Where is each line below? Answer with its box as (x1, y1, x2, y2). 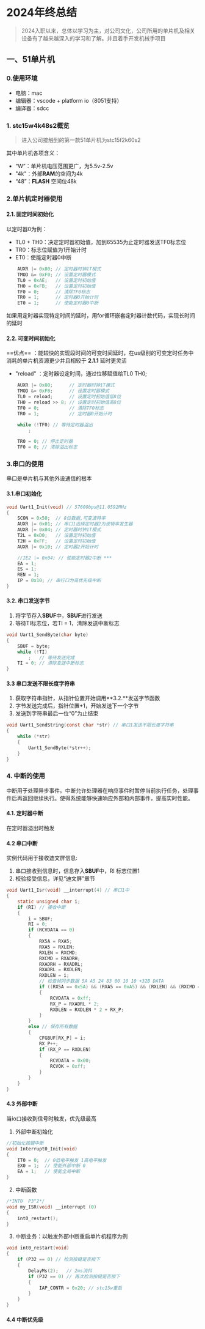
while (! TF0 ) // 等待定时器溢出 (17, 421, 93, 428)
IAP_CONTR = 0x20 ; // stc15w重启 (38, 1285, 123, 1291)
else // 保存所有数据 (28, 1024, 77, 1030)
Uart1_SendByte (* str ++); (28, 744, 92, 751)
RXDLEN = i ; (38, 972, 70, 979)
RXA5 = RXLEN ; (38, 944, 75, 950)
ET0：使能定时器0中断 (15, 254, 72, 261)
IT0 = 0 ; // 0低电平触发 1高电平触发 (17, 1157, 107, 1163)
